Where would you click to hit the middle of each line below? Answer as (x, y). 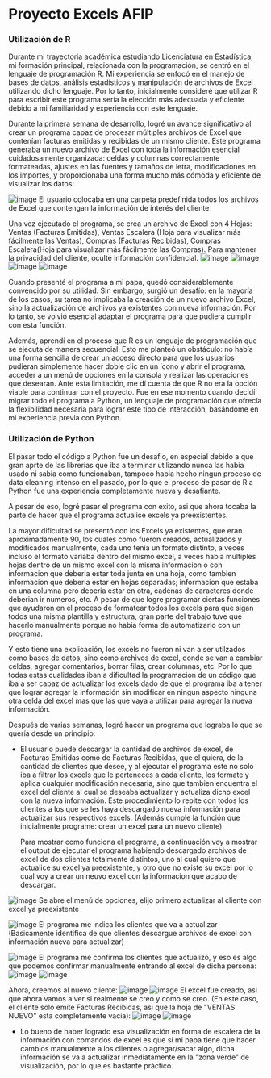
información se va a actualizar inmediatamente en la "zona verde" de (135, 1057)
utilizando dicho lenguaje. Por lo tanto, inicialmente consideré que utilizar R (133, 91)
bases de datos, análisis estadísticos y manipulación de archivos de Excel (131, 82)
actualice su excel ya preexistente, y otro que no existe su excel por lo (137, 867)
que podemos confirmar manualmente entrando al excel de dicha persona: (132, 966)
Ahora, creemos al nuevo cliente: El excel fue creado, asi (133, 990)
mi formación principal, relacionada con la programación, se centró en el (129, 65)
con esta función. (38, 325)
